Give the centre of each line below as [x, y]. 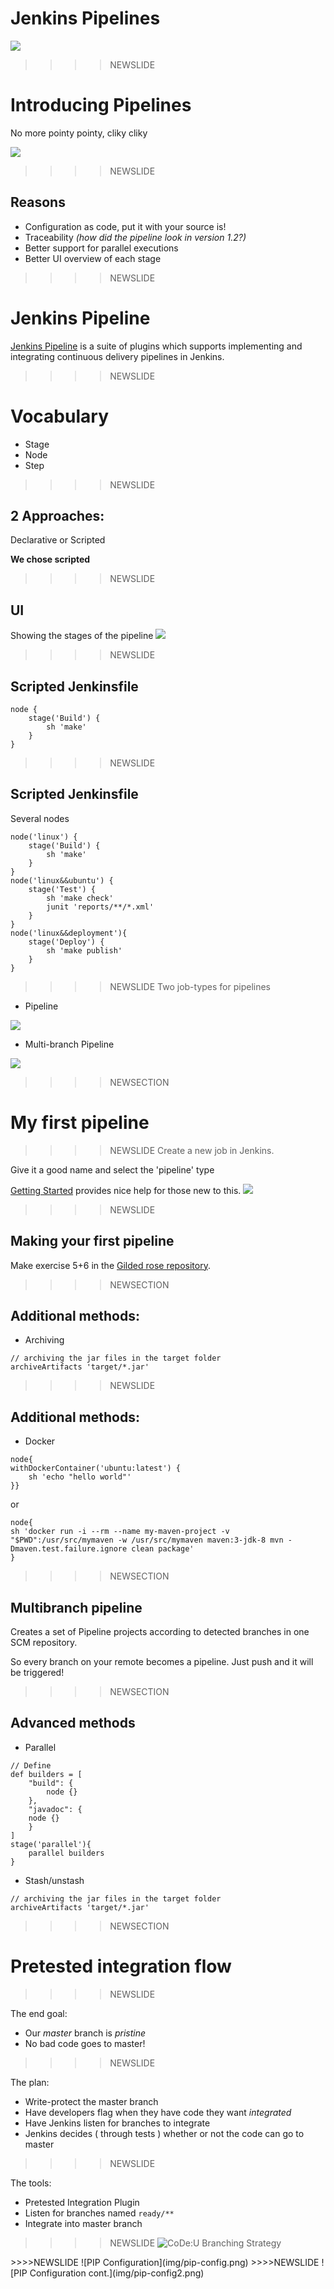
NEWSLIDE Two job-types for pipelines [190, 986]
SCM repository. [44, 1642]
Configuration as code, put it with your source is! [125, 226]
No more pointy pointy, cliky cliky [79, 133]
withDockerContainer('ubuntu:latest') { [96, 1468]
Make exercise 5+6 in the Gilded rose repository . [110, 1265]
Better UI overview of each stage [93, 258]
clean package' [163, 1549]
